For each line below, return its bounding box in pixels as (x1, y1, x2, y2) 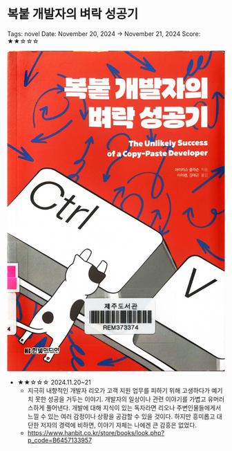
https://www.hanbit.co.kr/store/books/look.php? (27, 429, 164, 437)
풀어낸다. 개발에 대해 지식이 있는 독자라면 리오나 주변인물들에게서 (46, 404, 222, 412)
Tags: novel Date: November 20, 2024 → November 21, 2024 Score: (7, 29, 201, 38)
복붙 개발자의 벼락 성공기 (7, 6, 139, 22)
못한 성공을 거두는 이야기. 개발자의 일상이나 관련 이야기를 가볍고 (35, 395, 206, 403)
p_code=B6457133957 (27, 436, 92, 445)
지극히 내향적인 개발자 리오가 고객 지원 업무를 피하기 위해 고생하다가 (27, 387, 211, 395)
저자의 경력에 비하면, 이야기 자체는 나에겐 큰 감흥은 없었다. (40, 421, 197, 430)
